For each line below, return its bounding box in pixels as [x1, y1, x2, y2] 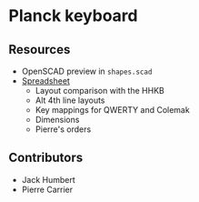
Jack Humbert [21, 174, 76, 185]
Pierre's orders [35, 124, 92, 135]
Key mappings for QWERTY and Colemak [35, 105, 190, 115]
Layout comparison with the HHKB [35, 86, 164, 96]
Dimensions [35, 115, 80, 125]
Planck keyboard [8, 5, 138, 26]
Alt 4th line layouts [35, 95, 105, 106]
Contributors [8, 150, 84, 166]
